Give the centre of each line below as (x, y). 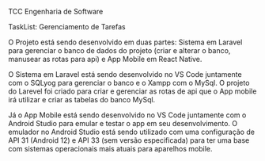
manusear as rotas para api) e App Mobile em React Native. (105, 59)
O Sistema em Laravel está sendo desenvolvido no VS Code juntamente (125, 74)
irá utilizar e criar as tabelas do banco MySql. (82, 100)
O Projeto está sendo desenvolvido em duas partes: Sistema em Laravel (125, 42)
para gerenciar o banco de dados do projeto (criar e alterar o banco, (119, 50)
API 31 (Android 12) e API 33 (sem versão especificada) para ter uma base (129, 140)
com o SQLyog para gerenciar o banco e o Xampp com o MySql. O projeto (129, 83)
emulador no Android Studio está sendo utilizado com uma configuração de (132, 132)
